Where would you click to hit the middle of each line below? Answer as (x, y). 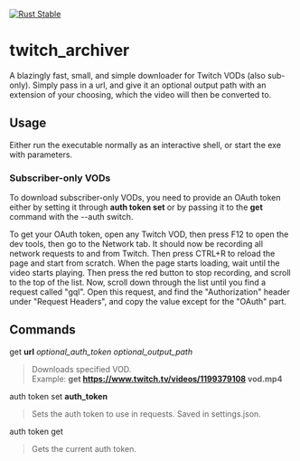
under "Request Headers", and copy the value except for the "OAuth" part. (148, 302)
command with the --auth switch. (71, 217)
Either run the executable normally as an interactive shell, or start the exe (145, 145)
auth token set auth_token (59, 396)
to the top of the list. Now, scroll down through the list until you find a (138, 282)
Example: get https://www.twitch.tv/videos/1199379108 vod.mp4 (157, 379)
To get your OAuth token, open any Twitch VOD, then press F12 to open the (149, 234)
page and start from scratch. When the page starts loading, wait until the (145, 263)
